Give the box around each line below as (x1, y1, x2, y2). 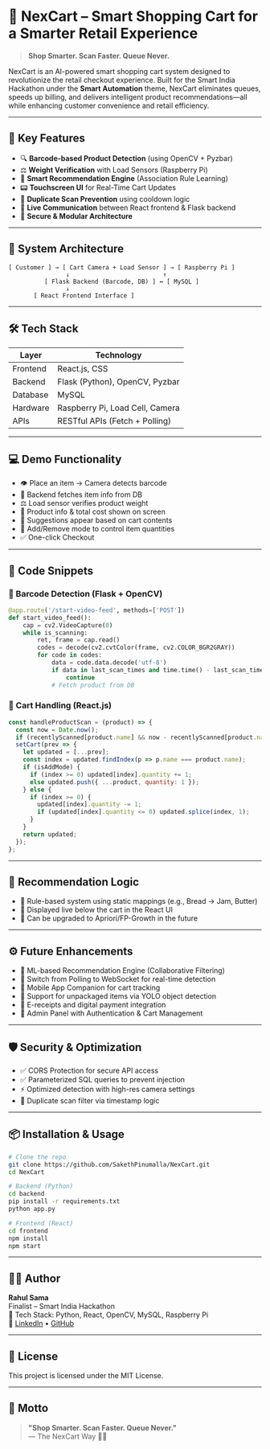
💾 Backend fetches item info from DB (19, 490, 143, 499)
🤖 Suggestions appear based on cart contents (19, 515, 173, 525)
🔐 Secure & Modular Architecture (19, 211, 133, 220)
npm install (8, 1234, 48, 1242)
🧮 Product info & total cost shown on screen (19, 507, 166, 517)
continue (65, 673, 95, 682)
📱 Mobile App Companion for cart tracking (19, 983, 161, 992)
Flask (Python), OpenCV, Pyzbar (57, 376, 180, 388)
